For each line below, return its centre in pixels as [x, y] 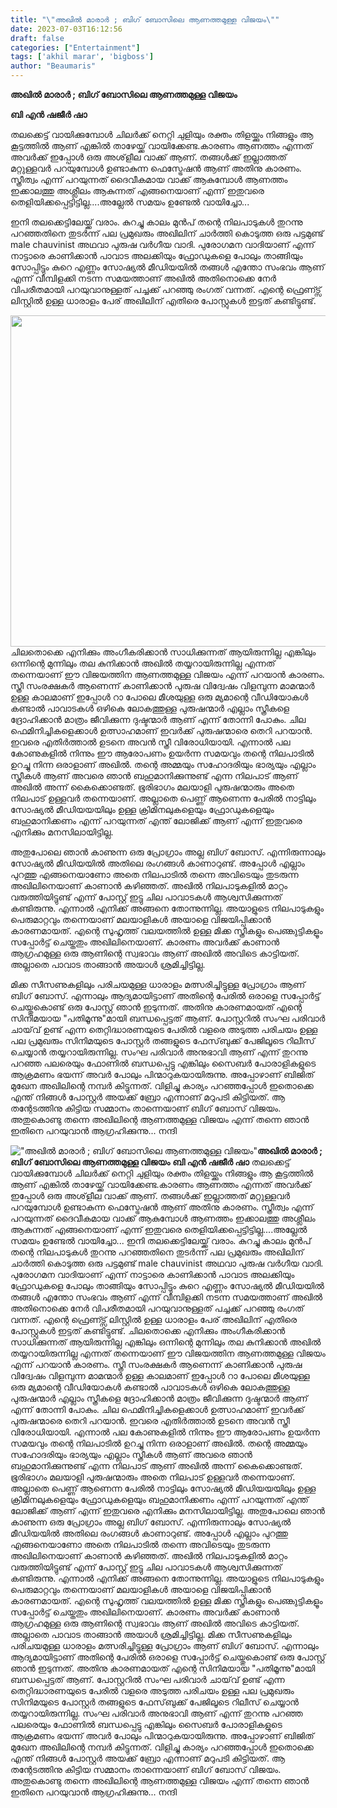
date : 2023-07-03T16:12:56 [66, 29]
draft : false [37, 38]
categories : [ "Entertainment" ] [75, 47]
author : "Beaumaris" [53, 66]
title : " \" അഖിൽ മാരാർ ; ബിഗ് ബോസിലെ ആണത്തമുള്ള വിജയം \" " [145, 19]
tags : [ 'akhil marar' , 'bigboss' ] [82, 57]
